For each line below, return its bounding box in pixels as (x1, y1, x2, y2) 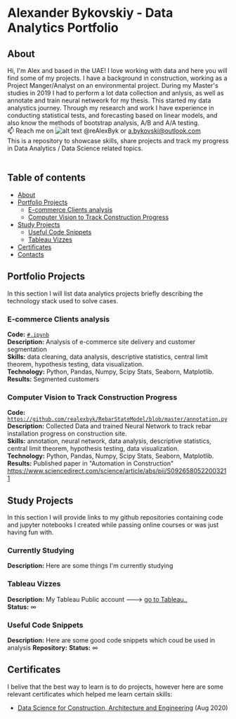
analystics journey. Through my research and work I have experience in (7, 104, 214, 112)
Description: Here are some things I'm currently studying (7, 562, 173, 570)
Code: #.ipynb (7, 330, 49, 338)
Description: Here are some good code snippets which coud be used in (7, 635, 216, 644)
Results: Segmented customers (7, 374, 100, 383)
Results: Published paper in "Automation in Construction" (7, 459, 174, 468)
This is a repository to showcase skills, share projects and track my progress (7, 137, 229, 145)
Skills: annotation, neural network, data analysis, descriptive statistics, (7, 437, 212, 445)
